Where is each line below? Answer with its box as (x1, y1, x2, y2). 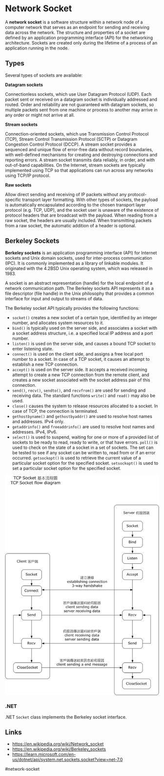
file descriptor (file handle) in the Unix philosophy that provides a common (5, 290, 155, 296)
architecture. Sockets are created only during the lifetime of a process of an (5, 40, 158, 45)
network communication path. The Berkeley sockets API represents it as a (5, 285, 154, 291)
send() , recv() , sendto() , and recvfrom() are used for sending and (12, 387, 146, 393)
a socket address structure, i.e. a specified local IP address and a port (12, 330, 153, 336)
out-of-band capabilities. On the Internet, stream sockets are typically (5, 162, 145, 168)
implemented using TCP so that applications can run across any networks (5, 167, 153, 173)
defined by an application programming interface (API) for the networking (5, 35, 153, 41)
